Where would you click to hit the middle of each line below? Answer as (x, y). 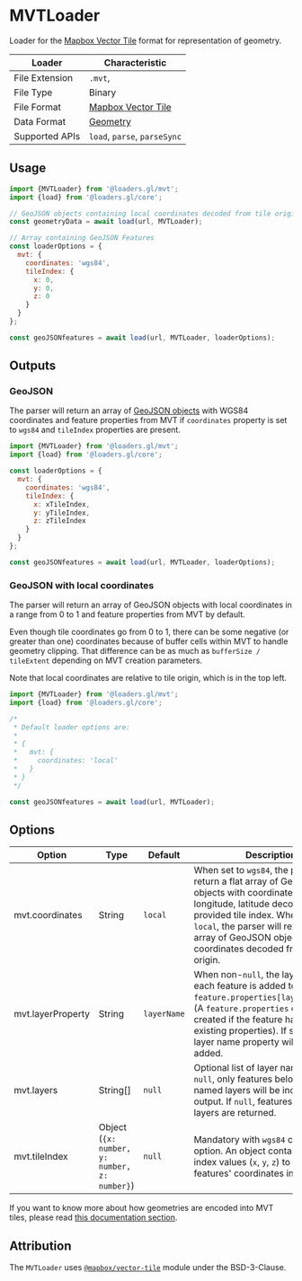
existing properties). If (240, 1031)
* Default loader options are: (71, 727)
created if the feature (238, 1020)
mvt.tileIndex (41, 1157)
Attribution (40, 1246)
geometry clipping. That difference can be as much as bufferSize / (135, 651)
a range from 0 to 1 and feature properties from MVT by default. (127, 614)
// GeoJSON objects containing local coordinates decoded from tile (140, 213)
